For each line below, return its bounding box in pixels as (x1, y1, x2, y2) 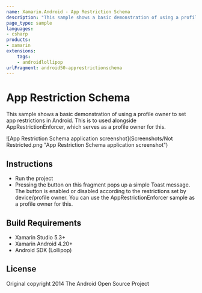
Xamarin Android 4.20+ (14, 240, 73, 247)
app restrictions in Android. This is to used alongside (6, 117, 137, 124)
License (6, 264, 37, 274)
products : (6, 37, 31, 43)
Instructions (6, 159, 53, 169)
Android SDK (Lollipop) (14, 246, 72, 253)
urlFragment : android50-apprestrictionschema (6, 64, 122, 71)
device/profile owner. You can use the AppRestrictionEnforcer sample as (14, 194, 195, 202)
